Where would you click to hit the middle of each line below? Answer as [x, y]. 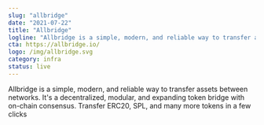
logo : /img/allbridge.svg [50, 52]
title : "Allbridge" [40, 30]
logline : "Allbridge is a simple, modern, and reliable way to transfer [130, 37]
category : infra [35, 60]
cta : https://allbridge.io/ [54, 45]
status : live [29, 67]
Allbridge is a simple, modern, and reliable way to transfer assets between [128, 89]
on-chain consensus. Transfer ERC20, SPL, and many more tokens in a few [130, 105]
